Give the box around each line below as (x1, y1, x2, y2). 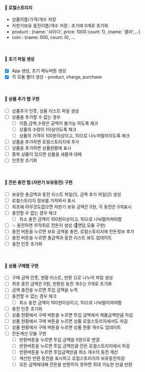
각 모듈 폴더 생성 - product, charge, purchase (11, 74, 102, 80)
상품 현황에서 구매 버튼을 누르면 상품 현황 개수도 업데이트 (11, 324, 121, 330)
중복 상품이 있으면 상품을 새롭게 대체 (11, 151, 82, 157)
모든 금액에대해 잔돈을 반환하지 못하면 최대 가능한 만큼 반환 (19, 362, 133, 368)
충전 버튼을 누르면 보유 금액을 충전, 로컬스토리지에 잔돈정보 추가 (11, 228, 134, 234)
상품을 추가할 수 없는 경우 (11, 114, 61, 120)
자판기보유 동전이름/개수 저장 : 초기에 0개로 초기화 (11, 23, 109, 29)
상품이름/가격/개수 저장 (11, 16, 56, 22)
